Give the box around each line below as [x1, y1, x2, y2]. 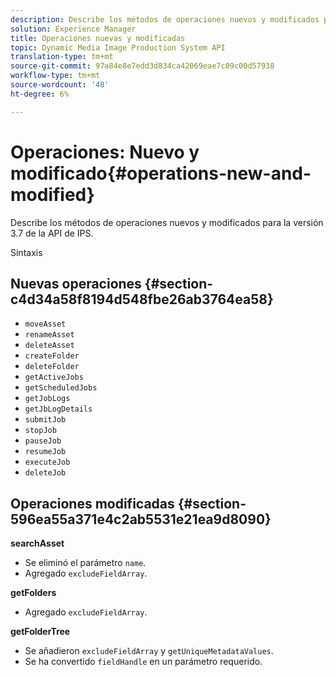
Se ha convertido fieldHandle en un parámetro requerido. [24, 656, 263, 668]
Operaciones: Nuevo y [10, 141, 200, 163]
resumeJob [24, 447, 67, 457]
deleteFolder [24, 362, 80, 372]
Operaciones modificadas [10, 495, 175, 512]
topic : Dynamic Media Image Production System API [10, 42, 226, 53]
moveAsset [24, 319, 67, 330]
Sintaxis [10, 246, 43, 258]
